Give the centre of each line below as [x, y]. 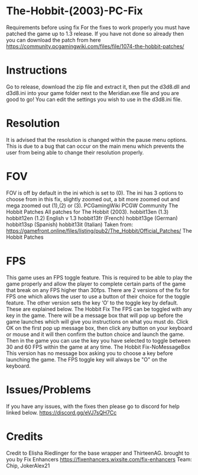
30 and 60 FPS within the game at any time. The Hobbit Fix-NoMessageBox [98, 347]
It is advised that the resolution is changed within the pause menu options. [97, 140]
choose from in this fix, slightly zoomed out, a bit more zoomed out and [93, 199]
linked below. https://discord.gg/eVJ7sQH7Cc [61, 412]
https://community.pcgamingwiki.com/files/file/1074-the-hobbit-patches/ [95, 46]
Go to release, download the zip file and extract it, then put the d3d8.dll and [98, 87]
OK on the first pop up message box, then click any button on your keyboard [99, 328]
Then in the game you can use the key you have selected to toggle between [98, 340]
